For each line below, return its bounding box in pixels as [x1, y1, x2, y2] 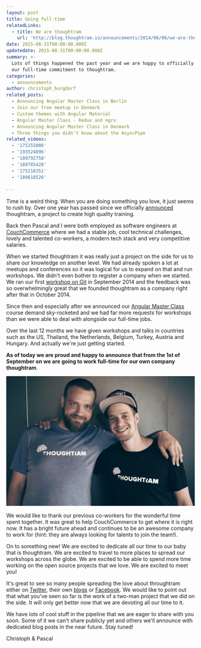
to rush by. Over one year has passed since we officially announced [6, 204, 173, 211]
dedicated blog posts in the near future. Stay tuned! [6, 623, 133, 630]
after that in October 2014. [6, 291, 71, 298]
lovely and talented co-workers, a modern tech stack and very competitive [6, 235, 190, 242]
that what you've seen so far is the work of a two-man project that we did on [6, 592, 195, 599]
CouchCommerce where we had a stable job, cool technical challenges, [6, 229, 184, 236]
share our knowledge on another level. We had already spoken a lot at [6, 259, 179, 266]
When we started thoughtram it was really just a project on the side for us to [6, 253, 194, 260]
